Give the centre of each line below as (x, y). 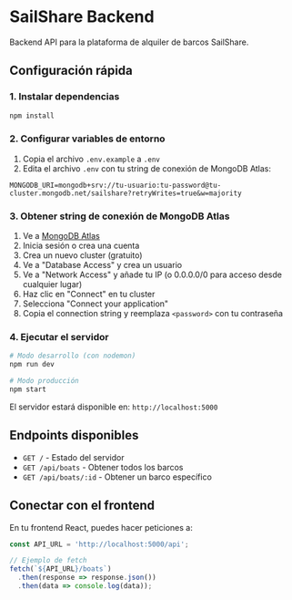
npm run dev (32, 365)
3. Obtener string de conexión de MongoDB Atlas (120, 216)
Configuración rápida (71, 71)
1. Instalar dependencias (65, 97)
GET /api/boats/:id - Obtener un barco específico (117, 477)
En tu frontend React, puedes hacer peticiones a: (101, 527)
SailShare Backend (82, 17)
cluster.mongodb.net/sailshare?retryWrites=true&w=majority (126, 193)
